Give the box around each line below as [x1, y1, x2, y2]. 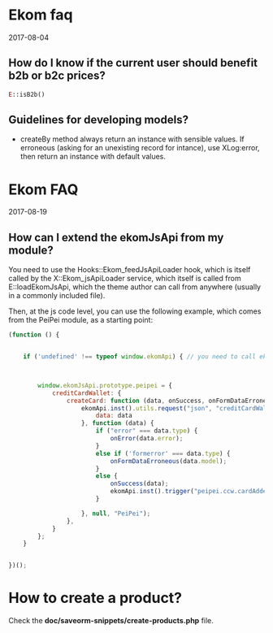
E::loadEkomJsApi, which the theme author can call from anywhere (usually [8, 282, 262, 292]
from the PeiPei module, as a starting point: [8, 315, 153, 325]
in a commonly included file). [8, 291, 106, 301]
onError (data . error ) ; [110, 435, 184, 443]
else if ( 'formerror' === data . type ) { [95, 449, 231, 457]
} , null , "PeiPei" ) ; [80, 509, 151, 518]
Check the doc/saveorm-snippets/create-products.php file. [8, 616, 214, 626]
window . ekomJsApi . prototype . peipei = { [37, 381, 173, 389]
